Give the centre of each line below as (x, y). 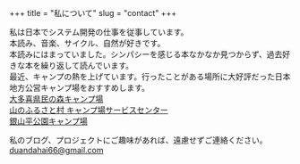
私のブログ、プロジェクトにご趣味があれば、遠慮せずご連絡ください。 (138, 140)
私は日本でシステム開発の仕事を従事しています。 (99, 32)
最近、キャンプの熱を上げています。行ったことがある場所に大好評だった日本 (150, 77)
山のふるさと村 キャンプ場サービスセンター (89, 110)
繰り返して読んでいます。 (87, 66)
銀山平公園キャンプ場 (48, 121)
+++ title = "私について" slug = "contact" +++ (93, 13)
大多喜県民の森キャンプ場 (56, 99)
